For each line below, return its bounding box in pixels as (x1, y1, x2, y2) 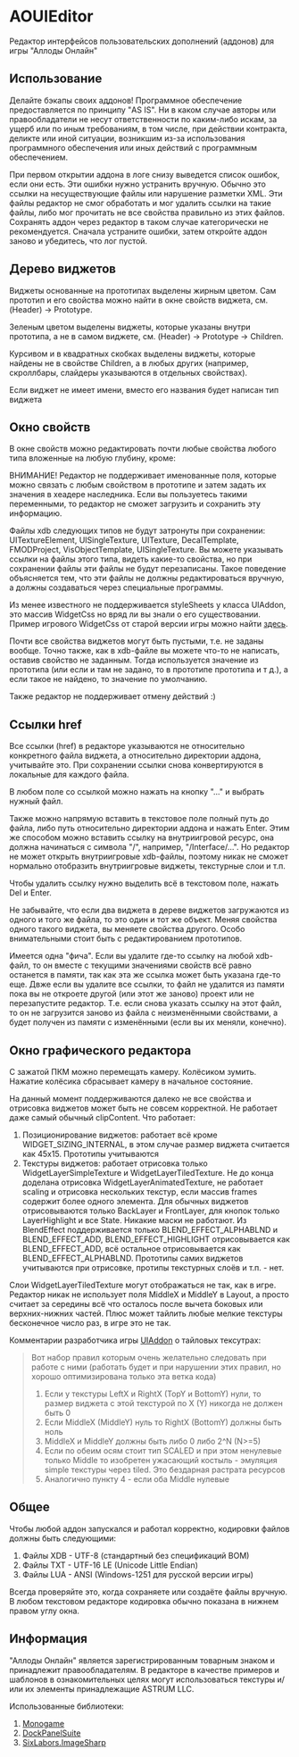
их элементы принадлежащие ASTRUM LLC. (25, 1683, 195, 1694)
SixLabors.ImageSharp (21, 1736, 107, 1747)
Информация (9, 1631, 87, 1646)
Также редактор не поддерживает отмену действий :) (9, 691, 216, 702)
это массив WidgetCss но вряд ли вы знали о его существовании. (9, 609, 262, 620)
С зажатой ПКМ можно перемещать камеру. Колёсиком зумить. (9, 1067, 257, 1077)
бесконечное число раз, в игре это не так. (9, 1318, 171, 1328)
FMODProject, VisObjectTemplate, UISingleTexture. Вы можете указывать (9, 545, 284, 555)
